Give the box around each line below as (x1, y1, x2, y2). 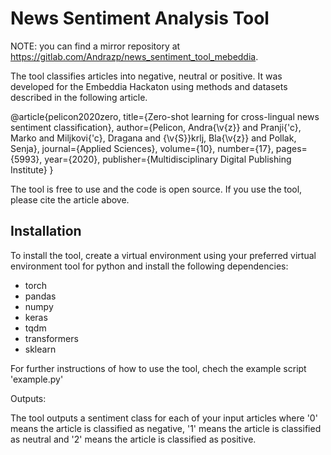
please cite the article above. (10, 193, 130, 206)
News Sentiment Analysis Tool (10, 7, 270, 30)
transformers (24, 332, 79, 344)
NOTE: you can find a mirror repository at (10, 40, 181, 52)
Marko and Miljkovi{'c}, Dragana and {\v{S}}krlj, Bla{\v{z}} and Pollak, (10, 132, 297, 144)
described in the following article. (10, 91, 148, 103)
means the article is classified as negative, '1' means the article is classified (10, 422, 322, 434)
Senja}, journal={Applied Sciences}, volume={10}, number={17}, (10, 142, 274, 154)
